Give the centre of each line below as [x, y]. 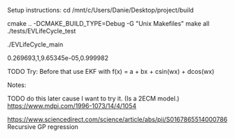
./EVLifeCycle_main [35, 44]
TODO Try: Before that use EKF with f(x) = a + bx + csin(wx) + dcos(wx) [111, 71]
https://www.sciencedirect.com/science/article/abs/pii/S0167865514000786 [117, 119]
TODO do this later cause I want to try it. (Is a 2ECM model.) [93, 98]
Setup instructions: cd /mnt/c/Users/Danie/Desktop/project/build [101, 10]
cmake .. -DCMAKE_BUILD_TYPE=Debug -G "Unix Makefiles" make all [108, 23]
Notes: [17, 85]
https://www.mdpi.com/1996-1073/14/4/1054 [72, 106]
